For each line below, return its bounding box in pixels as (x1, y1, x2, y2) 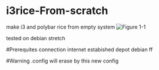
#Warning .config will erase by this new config (6, 57, 119, 64)
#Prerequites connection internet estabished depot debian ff (6, 45, 153, 53)
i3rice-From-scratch (6, 4, 108, 17)
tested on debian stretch (6, 34, 66, 41)
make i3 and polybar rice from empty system (6, 23, 115, 30)
